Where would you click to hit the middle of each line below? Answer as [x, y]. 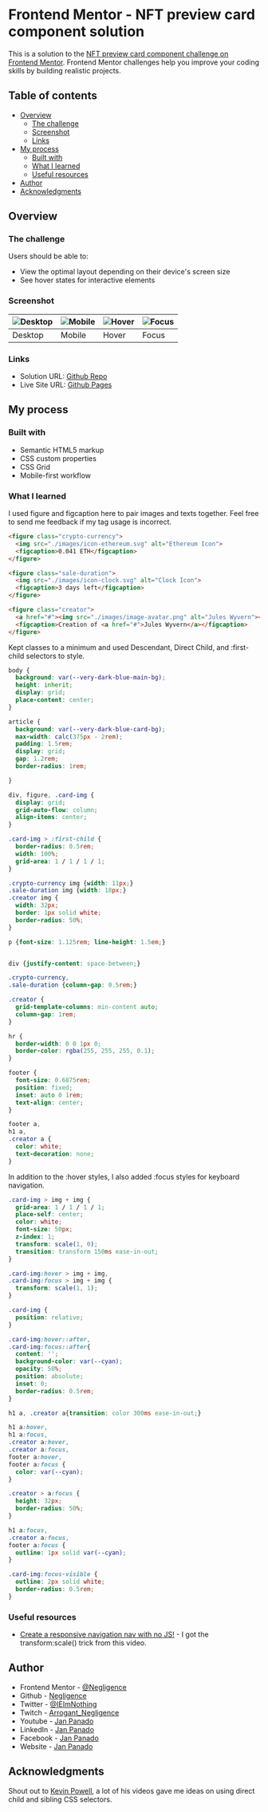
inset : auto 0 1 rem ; [49, 1095]
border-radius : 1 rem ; [51, 766]
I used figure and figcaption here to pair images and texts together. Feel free [134, 514]
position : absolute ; [49, 1377]
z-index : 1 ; [35, 1237]
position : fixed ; [44, 1087]
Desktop [28, 335]
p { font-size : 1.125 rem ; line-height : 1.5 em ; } [87, 942]
